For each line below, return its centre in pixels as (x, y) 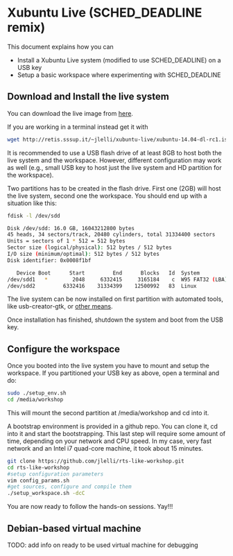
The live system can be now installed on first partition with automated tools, (115, 299)
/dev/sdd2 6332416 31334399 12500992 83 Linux (102, 286)
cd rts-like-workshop (38, 467)
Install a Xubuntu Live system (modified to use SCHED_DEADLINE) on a (119, 60)
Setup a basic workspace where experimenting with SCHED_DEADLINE (119, 75)
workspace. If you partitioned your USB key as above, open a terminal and (113, 373)
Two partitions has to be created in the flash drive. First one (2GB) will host (114, 188)
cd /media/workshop (35, 400)
